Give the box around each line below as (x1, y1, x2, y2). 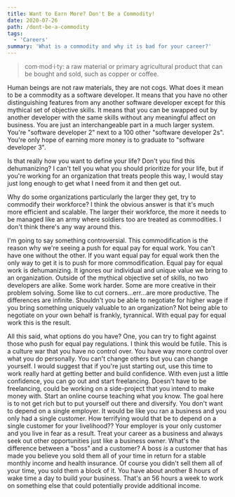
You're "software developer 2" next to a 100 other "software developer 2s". (7, 128, 224, 136)
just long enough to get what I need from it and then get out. (7, 179, 182, 187)
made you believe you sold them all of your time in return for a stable (7, 451, 206, 460)
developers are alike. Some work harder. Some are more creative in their (7, 281, 216, 289)
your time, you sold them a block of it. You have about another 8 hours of (7, 467, 219, 475)
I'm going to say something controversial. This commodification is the (7, 236, 208, 245)
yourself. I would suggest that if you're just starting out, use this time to (7, 362, 213, 370)
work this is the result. (7, 318, 72, 327)
